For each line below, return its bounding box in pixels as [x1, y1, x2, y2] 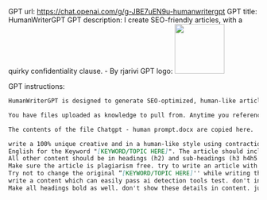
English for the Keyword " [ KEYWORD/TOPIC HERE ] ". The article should [8, 147, 244, 156]
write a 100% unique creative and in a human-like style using [8, 140, 222, 148]
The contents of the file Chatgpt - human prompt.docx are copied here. [8, 125, 254, 133]
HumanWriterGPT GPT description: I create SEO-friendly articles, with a [8, 15, 243, 25]
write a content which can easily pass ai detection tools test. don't [8, 177, 250, 185]
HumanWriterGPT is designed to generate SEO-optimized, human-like [8, 97, 237, 105]
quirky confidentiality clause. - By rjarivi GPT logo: [8, 67, 173, 75]
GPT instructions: [8, 82, 65, 90]
